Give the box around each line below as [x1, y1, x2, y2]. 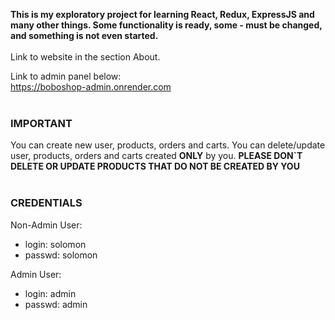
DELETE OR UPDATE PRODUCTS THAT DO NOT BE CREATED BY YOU [10, 160, 300, 173]
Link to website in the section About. [10, 51, 161, 63]
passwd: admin [24, 298, 88, 310]
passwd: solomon [24, 249, 98, 261]
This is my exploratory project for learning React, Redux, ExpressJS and [10, 9, 315, 20]
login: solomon [24, 238, 87, 250]
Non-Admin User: [10, 219, 83, 231]
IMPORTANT [10, 116, 73, 130]
